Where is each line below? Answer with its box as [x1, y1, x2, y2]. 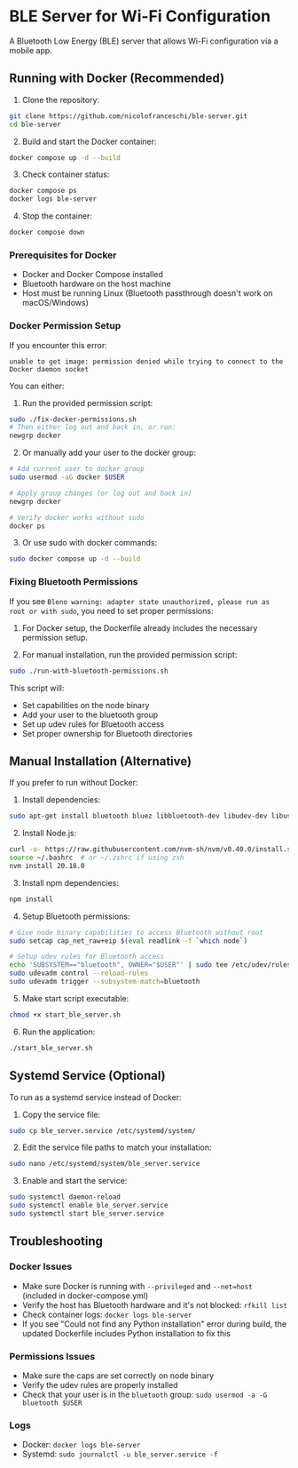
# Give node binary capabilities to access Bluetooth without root [9, 928, 264, 937]
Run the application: [21, 1026, 96, 1037]
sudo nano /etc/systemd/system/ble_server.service [9, 1160, 200, 1169]
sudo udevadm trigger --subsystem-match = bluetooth [9, 977, 200, 986]
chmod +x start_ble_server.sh [9, 1010, 122, 1019]
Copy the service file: [21, 1109, 101, 1120]
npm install [9, 895, 53, 904]
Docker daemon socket [9, 364, 90, 374]
